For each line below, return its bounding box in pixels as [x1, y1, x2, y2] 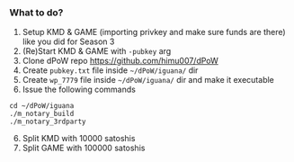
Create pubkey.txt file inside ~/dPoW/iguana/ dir [22, 65, 199, 76]
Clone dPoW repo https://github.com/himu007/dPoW [22, 56, 218, 67]
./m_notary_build [9, 110, 75, 119]
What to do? [9, 6, 64, 19]
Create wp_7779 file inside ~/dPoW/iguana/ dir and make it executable [22, 75, 274, 85]
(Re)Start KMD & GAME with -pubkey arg [22, 46, 172, 57]
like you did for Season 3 [22, 36, 115, 47]
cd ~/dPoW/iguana [9, 102, 75, 111]
